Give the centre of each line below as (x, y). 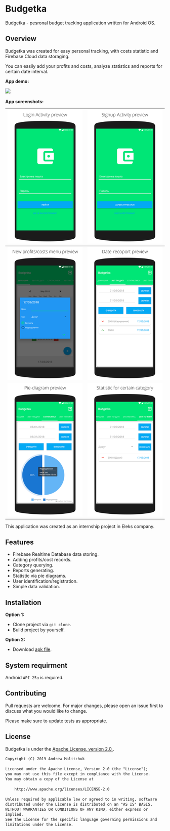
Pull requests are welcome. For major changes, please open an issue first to (84, 706)
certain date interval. (27, 71)
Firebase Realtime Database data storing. (55, 554)
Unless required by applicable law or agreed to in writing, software (81, 799)
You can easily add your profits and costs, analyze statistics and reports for (84, 66)
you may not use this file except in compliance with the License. (78, 774)
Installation (23, 602)
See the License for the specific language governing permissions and (81, 819)
